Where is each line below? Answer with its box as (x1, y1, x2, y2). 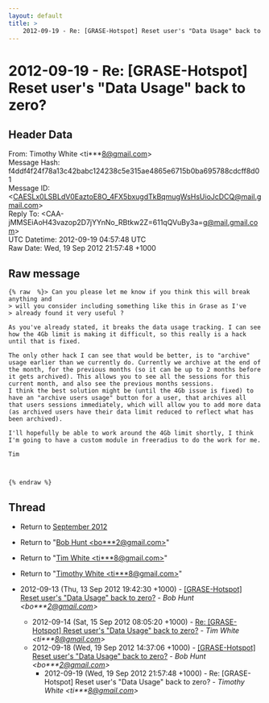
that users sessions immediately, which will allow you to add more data (8, 401, 262, 410)
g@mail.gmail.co (202, 218, 259, 227)
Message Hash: (8, 158, 60, 168)
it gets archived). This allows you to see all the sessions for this (8, 372, 250, 381)
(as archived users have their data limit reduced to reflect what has (8, 408, 254, 416)
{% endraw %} (8, 479, 52, 487)
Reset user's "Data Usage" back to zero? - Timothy (75, 677, 246, 686)
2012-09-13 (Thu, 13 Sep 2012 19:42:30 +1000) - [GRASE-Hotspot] (19, 584, 242, 593)
